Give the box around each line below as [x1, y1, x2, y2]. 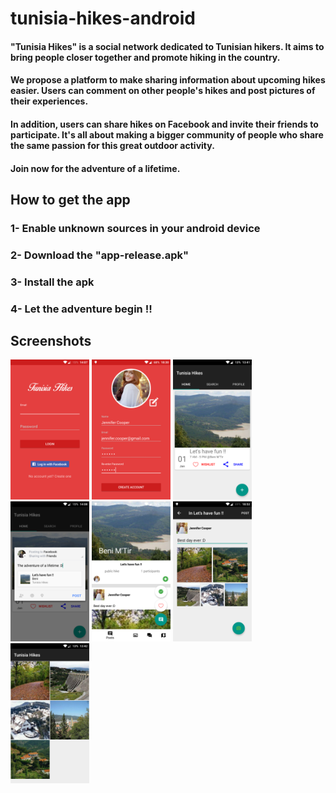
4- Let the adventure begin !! [10, 302, 153, 316]
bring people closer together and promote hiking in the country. [10, 51, 281, 63]
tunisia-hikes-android [10, 7, 196, 30]
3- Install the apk [10, 275, 95, 289]
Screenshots [10, 333, 92, 350]
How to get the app [10, 191, 131, 208]
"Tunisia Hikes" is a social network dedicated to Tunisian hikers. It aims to [10, 40, 325, 52]
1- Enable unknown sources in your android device [10, 221, 261, 235]
